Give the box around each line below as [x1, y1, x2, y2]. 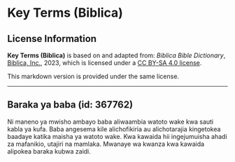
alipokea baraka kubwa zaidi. [7, 147, 91, 155]
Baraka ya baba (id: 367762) [7, 99, 134, 111]
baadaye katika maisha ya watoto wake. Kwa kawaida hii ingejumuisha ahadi [7, 132, 227, 140]
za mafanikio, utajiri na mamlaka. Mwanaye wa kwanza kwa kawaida [7, 140, 205, 148]
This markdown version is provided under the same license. [7, 72, 180, 80]
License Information [7, 33, 97, 45]
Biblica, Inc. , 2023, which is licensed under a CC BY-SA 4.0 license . [7, 59, 202, 67]
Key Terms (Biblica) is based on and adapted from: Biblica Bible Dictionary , [7, 51, 226, 59]
